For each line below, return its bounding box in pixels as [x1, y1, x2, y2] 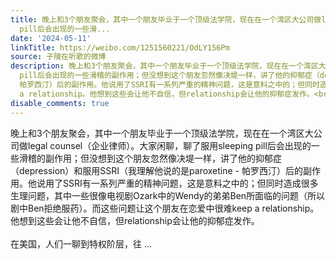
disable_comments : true [10, 98, 110, 108]
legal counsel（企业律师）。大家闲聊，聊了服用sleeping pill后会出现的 [27, 139, 312, 151]
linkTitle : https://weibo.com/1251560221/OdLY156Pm [10, 42, 230, 53]
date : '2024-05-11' [10, 33, 92, 43]
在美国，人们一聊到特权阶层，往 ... [10, 237, 153, 250]
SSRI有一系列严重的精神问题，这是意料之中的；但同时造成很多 [62, 177, 319, 189]
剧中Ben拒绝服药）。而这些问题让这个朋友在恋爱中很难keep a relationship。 [10, 202, 320, 214]
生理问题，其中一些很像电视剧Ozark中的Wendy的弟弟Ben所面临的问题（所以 [10, 189, 326, 201]
